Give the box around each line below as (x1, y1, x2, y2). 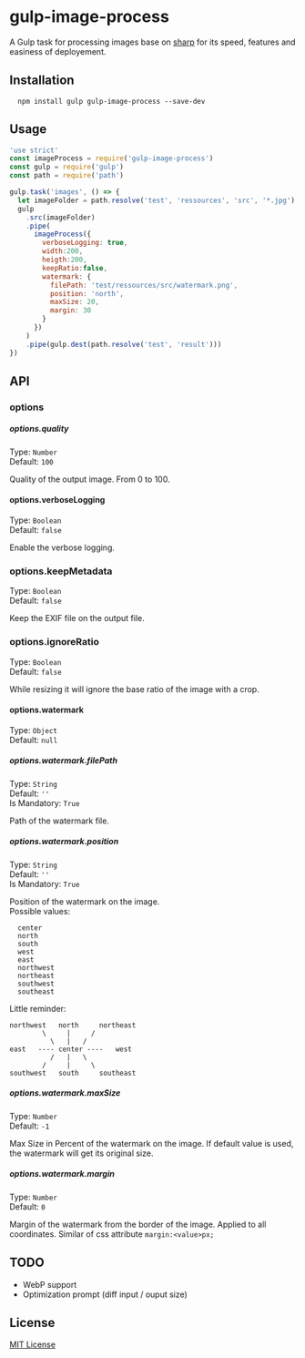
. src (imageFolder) (25, 212, 96, 222)
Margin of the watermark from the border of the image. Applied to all (9, 1219, 267, 1230)
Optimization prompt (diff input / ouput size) (22, 1289, 188, 1300)
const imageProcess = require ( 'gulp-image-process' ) (9, 154, 214, 163)
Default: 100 (9, 455, 54, 466)
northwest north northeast (9, 1020, 137, 1030)
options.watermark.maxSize (9, 1087, 121, 1098)
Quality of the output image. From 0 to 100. (9, 474, 170, 485)
